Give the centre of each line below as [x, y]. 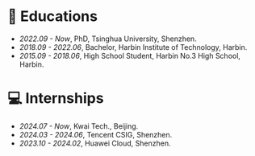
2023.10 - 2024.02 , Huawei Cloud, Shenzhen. [95, 143]
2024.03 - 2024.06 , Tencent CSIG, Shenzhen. [96, 134]
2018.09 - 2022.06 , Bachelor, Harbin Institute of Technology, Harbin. [133, 47]
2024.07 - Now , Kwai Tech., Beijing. [79, 126]
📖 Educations [53, 16]
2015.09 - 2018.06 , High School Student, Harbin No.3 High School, [130, 55]
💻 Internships [56, 99]
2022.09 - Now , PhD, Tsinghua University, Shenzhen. [108, 39]
